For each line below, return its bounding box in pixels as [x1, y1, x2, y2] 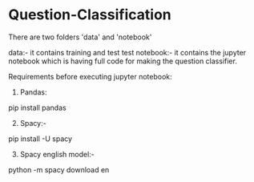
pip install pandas [8, 103, 67, 112]
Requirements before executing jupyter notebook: [8, 71, 172, 81]
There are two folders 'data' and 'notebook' [8, 32, 152, 42]
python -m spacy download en [8, 164, 110, 174]
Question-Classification [8, 6, 172, 24]
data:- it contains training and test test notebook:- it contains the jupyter [8, 47, 247, 57]
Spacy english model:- [19, 149, 95, 159]
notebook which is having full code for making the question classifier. [8, 56, 238, 66]
